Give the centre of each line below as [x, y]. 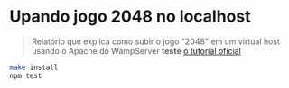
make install [34, 67]
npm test [26, 75]
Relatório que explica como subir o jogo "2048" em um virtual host [155, 41]
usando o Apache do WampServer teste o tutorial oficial [136, 50]
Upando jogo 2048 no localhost [130, 17]
